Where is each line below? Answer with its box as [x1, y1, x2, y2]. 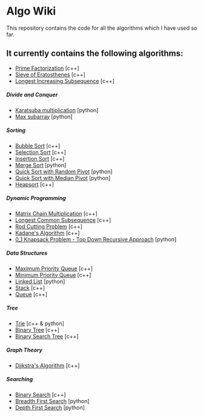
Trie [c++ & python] [15, 319, 65, 327]
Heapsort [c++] [15, 181, 55, 188]
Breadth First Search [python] [15, 397, 90, 404]
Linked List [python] [15, 278, 65, 285]
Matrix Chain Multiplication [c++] [15, 210, 98, 217]
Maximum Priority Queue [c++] [15, 265, 93, 272]
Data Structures [6, 250, 48, 257]
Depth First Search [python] [15, 404, 85, 411]
